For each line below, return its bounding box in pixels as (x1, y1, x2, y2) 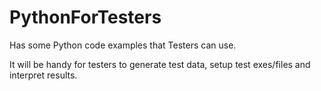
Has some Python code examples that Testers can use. (9, 39, 237, 51)
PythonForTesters (9, 6, 162, 29)
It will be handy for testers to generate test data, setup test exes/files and (9, 58, 311, 70)
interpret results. (9, 69, 78, 81)
